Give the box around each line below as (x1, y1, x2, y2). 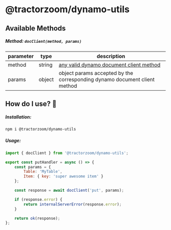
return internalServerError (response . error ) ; (23, 201, 122, 207)
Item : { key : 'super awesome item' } (23, 174, 103, 179)
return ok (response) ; (14, 216, 60, 221)
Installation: (5, 114, 32, 120)
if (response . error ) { (14, 197, 63, 202)
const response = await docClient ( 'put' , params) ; (14, 188, 124, 193)
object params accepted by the (58, 69, 133, 76)
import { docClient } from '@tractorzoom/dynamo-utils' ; (5, 150, 129, 156)
